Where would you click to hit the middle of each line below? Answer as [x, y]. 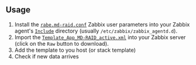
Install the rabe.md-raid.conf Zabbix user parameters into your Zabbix [102, 24]
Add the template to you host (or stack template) [75, 50]
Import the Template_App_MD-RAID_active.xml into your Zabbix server [100, 37]
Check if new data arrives [47, 56]
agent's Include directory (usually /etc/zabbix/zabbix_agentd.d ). [96, 31]
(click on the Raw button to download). [62, 43]
